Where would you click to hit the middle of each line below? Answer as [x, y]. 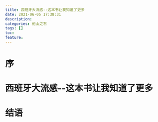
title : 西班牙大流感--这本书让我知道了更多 [45, 10]
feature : [14, 38]
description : [19, 19]
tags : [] [14, 28]
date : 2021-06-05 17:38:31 [33, 14]
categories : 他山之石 [26, 24]
